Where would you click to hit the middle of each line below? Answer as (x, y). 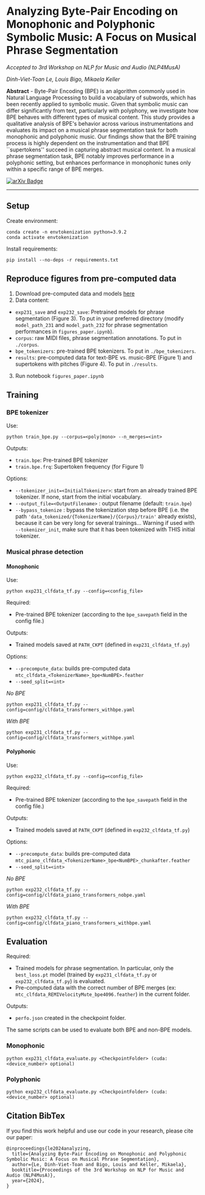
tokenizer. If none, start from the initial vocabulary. (78, 497)
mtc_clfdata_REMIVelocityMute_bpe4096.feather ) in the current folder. (103, 994)
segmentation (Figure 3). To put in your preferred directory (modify (99, 318)
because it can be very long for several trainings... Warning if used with (105, 523)
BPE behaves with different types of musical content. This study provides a (101, 117)
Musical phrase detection (45, 552)
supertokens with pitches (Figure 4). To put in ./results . (86, 364)
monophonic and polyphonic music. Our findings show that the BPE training (101, 137)
